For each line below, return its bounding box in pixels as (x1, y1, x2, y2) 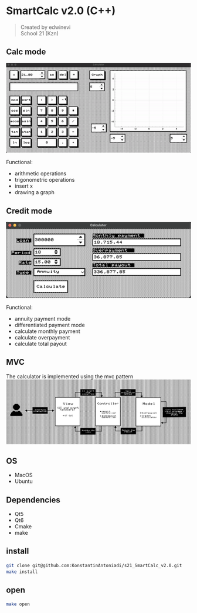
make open (6, 601, 30, 607)
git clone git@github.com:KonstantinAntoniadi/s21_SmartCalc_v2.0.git (6, 562, 182, 568)
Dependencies (6, 495, 60, 505)
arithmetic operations (14, 170, 66, 177)
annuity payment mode (14, 315, 71, 322)
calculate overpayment (14, 334, 70, 341)
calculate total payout (14, 340, 67, 347)
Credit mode (6, 206, 53, 216)
